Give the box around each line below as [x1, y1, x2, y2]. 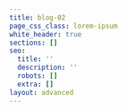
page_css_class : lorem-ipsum [9, 21, 118, 30]
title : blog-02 [9, 13, 66, 22]
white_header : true [9, 30, 82, 38]
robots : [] [17, 72, 58, 81]
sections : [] [9, 38, 58, 47]
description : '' [17, 64, 78, 73]
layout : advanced [9, 88, 74, 97]
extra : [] [17, 80, 54, 89]
